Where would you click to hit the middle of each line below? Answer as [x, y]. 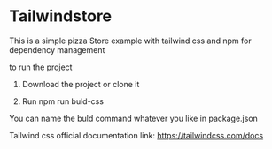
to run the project [41, 67]
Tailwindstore [61, 16]
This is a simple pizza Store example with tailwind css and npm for [130, 41]
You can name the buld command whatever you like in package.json [134, 118]
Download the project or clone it [81, 84]
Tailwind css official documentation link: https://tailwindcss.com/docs [136, 135]
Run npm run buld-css [63, 101]
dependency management [57, 49]
